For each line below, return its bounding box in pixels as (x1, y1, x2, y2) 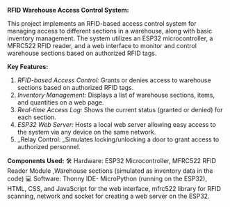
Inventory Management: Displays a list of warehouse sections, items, (17, 91, 215, 99)
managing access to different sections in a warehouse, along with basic (7, 27, 213, 35)
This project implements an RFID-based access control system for (7, 20, 197, 27)
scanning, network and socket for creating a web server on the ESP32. (7, 192, 210, 200)
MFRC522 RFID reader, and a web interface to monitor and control (7, 42, 197, 49)
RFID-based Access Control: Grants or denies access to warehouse (17, 76, 211, 84)
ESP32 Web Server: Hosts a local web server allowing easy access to (17, 121, 217, 128)
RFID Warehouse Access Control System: (7, 6, 129, 14)
